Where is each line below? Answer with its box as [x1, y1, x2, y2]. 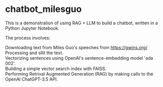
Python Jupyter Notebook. [5, 25, 60, 31]
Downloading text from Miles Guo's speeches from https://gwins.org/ [5, 44, 148, 50]
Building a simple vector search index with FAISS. [5, 66, 107, 72]
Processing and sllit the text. [5, 50, 63, 56]
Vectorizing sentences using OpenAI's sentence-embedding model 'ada [5, 55, 154, 61]
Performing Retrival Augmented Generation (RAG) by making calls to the [5, 71, 154, 77]
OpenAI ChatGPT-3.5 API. [5, 76, 58, 82]
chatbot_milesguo [5, 3, 82, 15]
